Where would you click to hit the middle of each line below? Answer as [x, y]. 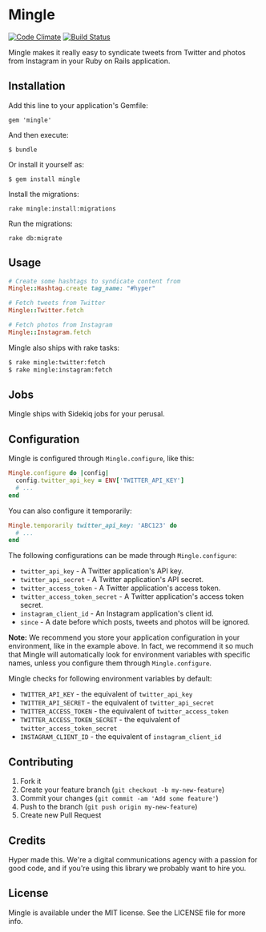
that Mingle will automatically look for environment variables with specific [129, 655]
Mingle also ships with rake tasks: [64, 347]
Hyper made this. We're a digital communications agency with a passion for [133, 859]
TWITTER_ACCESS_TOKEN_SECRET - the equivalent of [100, 720]
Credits [27, 840]
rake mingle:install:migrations [62, 209]
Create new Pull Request [60, 815]
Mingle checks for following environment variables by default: [110, 679]
